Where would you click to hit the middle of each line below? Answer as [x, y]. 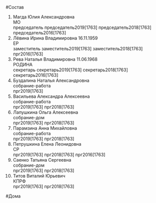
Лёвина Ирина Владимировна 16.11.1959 [55, 38]
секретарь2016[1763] [35, 75]
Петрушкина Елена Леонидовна [47, 144]
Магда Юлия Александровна [43, 17]
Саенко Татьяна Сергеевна [42, 160]
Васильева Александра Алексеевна [51, 96]
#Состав [15, 7]
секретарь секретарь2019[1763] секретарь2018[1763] [70, 70]
